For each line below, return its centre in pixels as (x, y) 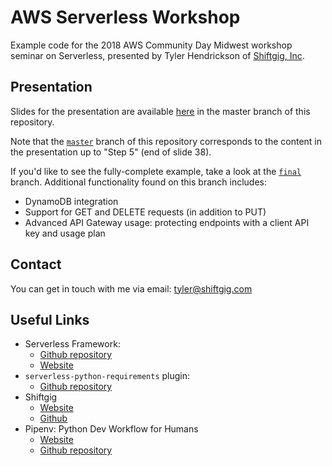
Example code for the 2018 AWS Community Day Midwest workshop (151, 45)
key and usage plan (65, 233)
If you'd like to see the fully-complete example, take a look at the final (156, 171)
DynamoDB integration (71, 201)
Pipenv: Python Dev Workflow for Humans (111, 429)
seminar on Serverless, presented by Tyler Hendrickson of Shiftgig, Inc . (157, 55)
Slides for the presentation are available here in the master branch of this (160, 111)
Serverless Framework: (72, 344)
